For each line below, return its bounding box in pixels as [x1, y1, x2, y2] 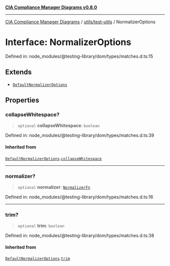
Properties [5, 96, 39, 105]
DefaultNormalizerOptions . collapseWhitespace [5, 155, 102, 161]
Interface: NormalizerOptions [5, 36, 132, 48]
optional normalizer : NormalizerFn [17, 184, 91, 190]
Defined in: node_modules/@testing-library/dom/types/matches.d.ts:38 [5, 233, 154, 239]
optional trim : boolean [17, 223, 65, 229]
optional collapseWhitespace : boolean [17, 122, 100, 128]
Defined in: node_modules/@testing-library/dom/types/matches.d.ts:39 [5, 132, 154, 139]
